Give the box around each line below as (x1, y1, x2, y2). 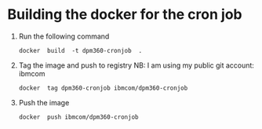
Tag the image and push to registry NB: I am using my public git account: (18, 61, 254, 70)
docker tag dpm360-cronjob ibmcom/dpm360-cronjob (18, 84, 188, 92)
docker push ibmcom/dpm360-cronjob (18, 112, 139, 121)
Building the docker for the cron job (7, 6, 242, 24)
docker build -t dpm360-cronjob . (18, 46, 143, 54)
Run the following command (18, 31, 110, 41)
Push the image (18, 98, 70, 107)
